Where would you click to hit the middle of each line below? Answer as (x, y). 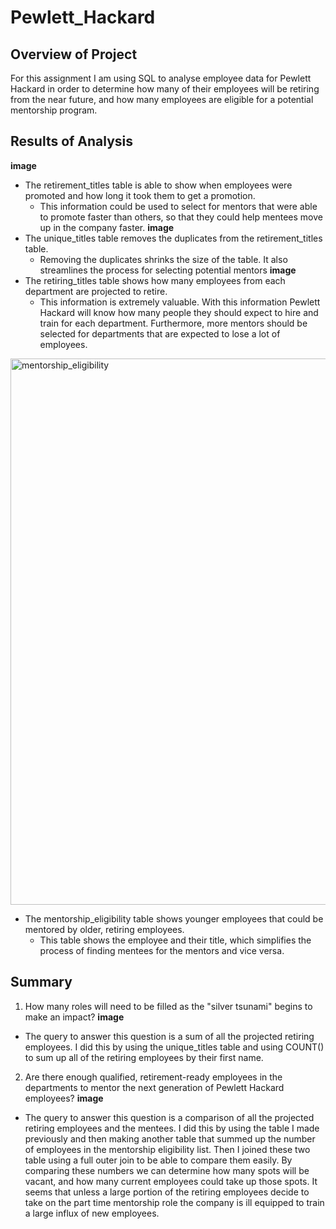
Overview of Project (74, 54)
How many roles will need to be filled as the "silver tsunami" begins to (168, 1006)
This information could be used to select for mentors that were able (178, 206)
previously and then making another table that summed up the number (170, 1138)
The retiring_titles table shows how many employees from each (155, 280)
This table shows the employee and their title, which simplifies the (175, 940)
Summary (41, 982)
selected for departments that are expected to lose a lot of (160, 333)
